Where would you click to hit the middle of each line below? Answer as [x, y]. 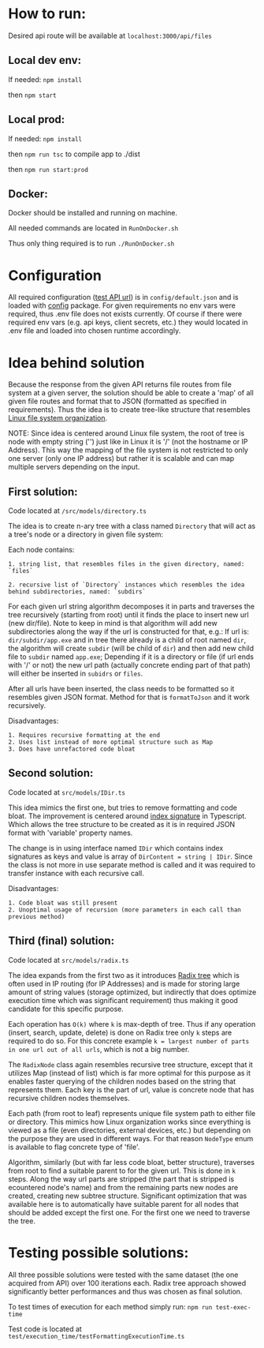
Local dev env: [45, 60]
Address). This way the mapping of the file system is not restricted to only [128, 450]
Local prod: [37, 120]
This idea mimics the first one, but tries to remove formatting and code [123, 807]
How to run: [47, 14]
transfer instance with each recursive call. [76, 873]
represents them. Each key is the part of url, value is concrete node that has [131, 1089]
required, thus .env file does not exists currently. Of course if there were [125, 314]
